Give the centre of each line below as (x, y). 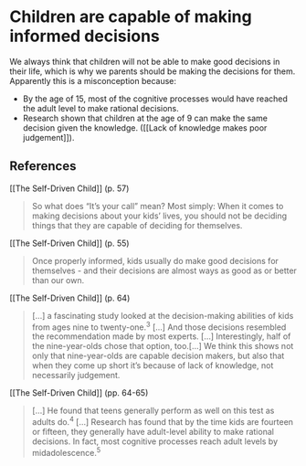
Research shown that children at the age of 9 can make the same (145, 118)
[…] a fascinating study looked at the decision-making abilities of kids (163, 315)
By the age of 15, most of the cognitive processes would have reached (155, 99)
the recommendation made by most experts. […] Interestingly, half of (161, 336)
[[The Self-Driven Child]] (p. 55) (69, 243)
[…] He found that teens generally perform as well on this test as (153, 411)
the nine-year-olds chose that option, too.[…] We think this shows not (163, 346)
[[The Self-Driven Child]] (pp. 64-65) (79, 393)
